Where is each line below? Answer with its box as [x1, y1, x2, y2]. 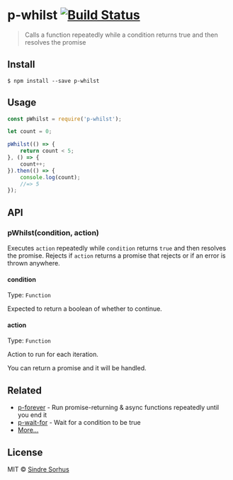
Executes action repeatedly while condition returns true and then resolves [7, 244, 227, 252]
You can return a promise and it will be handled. [7, 364, 147, 372]
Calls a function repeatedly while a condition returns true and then [24, 30, 218, 39]
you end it [17, 411, 47, 419]
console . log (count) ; [20, 173, 81, 181]
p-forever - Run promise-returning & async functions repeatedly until [17, 404, 220, 412]
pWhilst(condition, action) [7, 227, 99, 237]
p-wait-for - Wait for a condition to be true [17, 418, 141, 427]
